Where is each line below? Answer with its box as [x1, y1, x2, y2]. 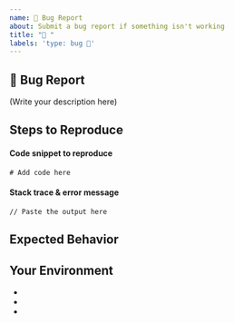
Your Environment [9, 262, 113, 278]
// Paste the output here [9, 207, 107, 216]
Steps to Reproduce [9, 122, 124, 138]
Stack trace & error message [9, 187, 120, 198]
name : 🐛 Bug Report [9, 13, 83, 23]
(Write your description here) [9, 96, 118, 107]
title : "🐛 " [9, 30, 54, 39]
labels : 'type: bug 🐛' [9, 38, 95, 48]
